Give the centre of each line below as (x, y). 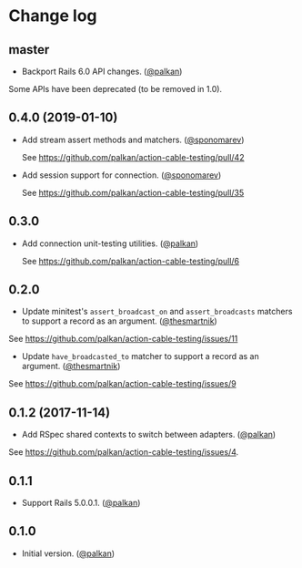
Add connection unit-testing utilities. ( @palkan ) (110, 243)
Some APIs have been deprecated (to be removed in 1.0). (116, 89)
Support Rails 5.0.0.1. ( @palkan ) (81, 503)
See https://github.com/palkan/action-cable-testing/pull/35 (133, 192)
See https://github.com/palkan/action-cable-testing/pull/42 (133, 157)
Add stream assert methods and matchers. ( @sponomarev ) (133, 139)
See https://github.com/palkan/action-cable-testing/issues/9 (123, 384)
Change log (53, 16)
